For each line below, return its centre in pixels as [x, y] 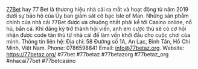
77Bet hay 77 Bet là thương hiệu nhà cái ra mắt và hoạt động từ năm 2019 [97, 9]
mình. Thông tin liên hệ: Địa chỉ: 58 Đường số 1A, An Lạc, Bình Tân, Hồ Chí [98, 41]
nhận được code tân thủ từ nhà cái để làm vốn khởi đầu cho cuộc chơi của [98, 35]
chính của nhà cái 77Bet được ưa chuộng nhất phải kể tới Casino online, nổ [99, 22]
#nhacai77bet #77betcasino [41, 61]
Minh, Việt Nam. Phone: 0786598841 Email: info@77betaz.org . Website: [95, 48]
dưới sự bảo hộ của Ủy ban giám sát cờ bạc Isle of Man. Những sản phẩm [97, 16]
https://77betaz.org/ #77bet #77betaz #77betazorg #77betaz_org [88, 54]
